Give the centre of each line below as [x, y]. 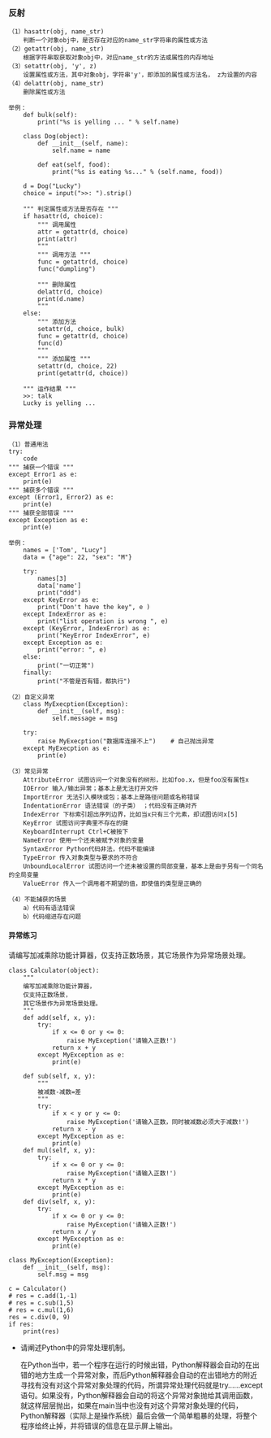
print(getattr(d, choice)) [83, 373]
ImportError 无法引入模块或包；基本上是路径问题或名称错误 [112, 797]
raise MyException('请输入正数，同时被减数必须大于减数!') [158, 1122]
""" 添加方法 [57, 322]
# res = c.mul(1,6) [41, 1310]
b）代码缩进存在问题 [52, 917]
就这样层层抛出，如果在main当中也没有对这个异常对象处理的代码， [131, 1405]
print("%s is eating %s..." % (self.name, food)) [137, 172]
